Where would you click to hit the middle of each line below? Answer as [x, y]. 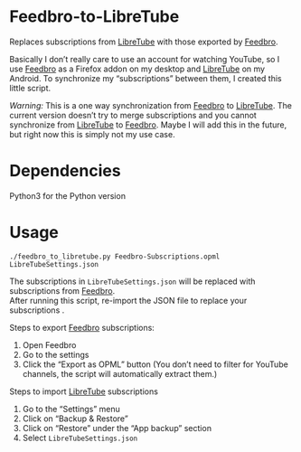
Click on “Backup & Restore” [75, 419]
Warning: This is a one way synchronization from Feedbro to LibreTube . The [150, 105]
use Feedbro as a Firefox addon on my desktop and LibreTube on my [137, 69]
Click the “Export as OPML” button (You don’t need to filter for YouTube [155, 364]
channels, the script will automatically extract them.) [120, 373]
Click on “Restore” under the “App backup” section [117, 428]
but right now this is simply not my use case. [92, 134]
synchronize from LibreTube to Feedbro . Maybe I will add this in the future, [148, 125]
